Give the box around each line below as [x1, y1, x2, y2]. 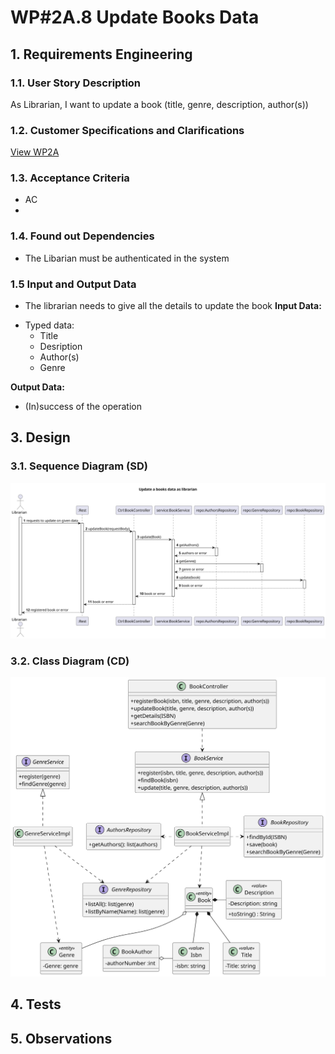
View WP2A [10, 146, 60, 158]
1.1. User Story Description [10, 76, 142, 90]
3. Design [10, 429, 71, 446]
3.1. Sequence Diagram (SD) [10, 459, 148, 473]
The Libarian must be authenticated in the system [24, 252, 230, 264]
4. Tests [10, 996, 62, 1013]
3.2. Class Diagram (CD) [10, 654, 130, 668]
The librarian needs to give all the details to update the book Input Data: [24, 300, 322, 312]
